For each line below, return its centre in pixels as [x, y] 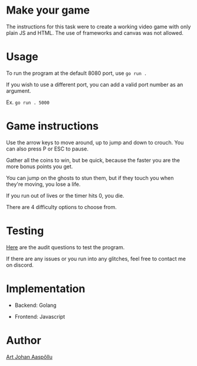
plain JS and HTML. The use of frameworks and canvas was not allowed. [95, 32]
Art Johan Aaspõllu [29, 357]
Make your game [48, 10]
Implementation [46, 288]
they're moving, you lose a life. [43, 184]
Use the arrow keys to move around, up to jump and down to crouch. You [95, 142]
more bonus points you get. [40, 166]
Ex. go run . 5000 [28, 102]
